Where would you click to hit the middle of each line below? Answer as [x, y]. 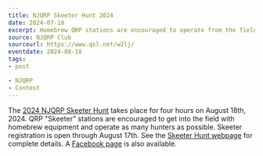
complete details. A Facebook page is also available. [93, 143]
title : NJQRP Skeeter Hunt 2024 [61, 15]
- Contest [24, 88]
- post [19, 67]
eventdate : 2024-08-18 [45, 52]
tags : [17, 60]
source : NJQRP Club [40, 37]
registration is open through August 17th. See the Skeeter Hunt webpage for [130, 135]
